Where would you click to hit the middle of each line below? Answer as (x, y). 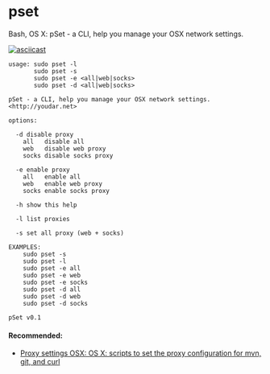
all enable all (52, 177)
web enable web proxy (63, 183)
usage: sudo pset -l (43, 64)
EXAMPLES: (25, 247)
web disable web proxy (64, 148)
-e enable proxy (43, 170)
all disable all (54, 142)
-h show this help (47, 205)
